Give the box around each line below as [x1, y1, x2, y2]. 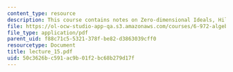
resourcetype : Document [7, 42, 76, 49]
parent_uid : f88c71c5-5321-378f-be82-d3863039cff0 [7, 36, 157, 43]
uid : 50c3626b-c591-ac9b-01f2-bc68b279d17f [7, 55, 135, 62]
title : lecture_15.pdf [7, 49, 73, 56]
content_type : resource [7, 10, 76, 17]
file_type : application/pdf [7, 29, 89, 36]
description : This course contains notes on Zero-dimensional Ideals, [7, 16, 216, 23]
